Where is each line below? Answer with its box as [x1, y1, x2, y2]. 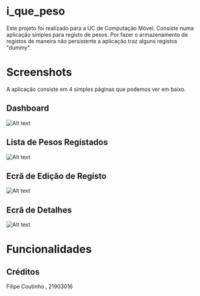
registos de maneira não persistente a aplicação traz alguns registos [6, 37, 178, 45]
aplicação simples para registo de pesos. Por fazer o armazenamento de [6, 31, 188, 38]
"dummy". [6, 44, 32, 51]
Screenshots [6, 65, 72, 79]
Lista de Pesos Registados [6, 137, 108, 148]
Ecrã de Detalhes [6, 204, 72, 215]
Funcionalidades [6, 242, 92, 256]
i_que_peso [6, 4, 66, 18]
